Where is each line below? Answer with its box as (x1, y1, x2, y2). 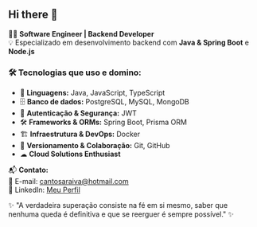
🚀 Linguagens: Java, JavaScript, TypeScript (19, 88, 165, 98)
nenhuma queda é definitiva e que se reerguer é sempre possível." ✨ (8, 209, 235, 219)
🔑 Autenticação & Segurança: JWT (19, 108, 138, 118)
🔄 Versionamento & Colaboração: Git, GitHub (19, 141, 170, 151)
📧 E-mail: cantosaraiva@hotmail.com (8, 177, 129, 186)
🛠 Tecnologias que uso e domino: (8, 67, 142, 78)
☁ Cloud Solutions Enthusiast (19, 149, 121, 159)
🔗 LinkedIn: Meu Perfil (8, 185, 81, 195)
